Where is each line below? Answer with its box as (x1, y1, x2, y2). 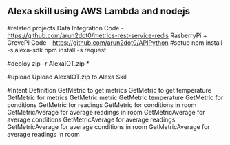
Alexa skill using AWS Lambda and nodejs (7, 6, 191, 17)
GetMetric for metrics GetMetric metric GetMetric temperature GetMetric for (7, 93, 224, 101)
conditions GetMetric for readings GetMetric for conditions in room (7, 100, 197, 109)
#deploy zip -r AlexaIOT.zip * (7, 59, 90, 68)
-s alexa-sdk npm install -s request (7, 46, 107, 54)
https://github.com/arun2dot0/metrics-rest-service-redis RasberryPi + (7, 31, 208, 39)
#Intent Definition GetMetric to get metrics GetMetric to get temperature (7, 86, 211, 94)
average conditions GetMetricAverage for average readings (7, 115, 176, 124)
